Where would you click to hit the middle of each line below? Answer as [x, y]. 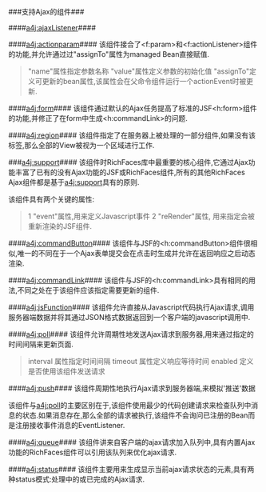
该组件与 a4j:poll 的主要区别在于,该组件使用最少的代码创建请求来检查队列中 [130, 405]
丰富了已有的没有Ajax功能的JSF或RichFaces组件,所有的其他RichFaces [130, 172]
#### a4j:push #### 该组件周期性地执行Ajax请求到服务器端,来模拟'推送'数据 [132, 388]
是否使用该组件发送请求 [66, 371]
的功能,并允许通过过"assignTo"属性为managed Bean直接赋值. [109, 54]
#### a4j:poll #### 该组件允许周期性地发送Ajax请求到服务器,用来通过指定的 [131, 334]
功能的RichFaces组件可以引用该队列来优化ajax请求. [93, 452]
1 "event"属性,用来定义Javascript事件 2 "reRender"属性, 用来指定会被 [141, 216]
